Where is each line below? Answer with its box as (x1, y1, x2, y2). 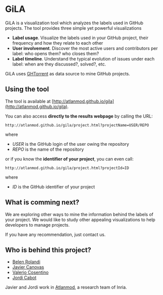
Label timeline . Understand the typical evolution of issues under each (12, 56, 155, 61)
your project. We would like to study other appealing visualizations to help (5, 217, 156, 223)
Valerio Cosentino (12, 269, 49, 276)
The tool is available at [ (5, 98, 54, 104)
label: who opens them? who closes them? (12, 51, 99, 57)
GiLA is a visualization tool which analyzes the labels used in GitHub (5, 20, 144, 26)
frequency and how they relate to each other (12, 40, 103, 46)
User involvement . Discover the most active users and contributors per (12, 45, 158, 51)
